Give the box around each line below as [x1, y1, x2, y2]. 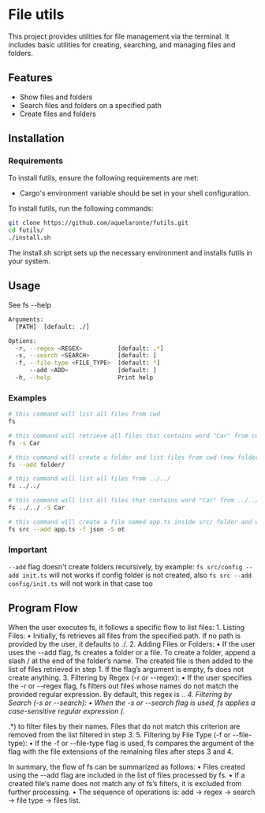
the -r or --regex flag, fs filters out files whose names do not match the [8, 681, 239, 691]
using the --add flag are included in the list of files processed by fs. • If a [8, 770, 245, 780]
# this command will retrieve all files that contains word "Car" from [8, 431, 248, 439]
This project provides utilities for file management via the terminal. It [8, 32, 230, 41]
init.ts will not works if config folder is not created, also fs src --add [22, 570, 252, 580]
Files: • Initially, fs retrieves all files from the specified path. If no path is [8, 631, 241, 640]
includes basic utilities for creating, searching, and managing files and [8, 39, 236, 49]
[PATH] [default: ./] [15, 323, 90, 330]
